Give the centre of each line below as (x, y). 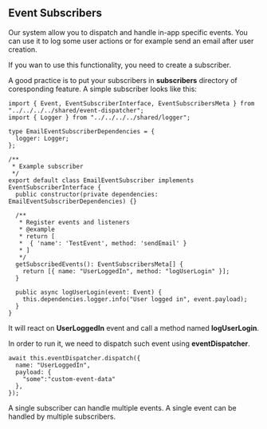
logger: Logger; (42, 138)
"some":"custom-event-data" (69, 379)
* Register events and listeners (74, 222)
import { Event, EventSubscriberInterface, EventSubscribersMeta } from (132, 103)
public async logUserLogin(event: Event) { (88, 292)
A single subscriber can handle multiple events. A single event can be (122, 407)
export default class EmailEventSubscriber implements (101, 180)
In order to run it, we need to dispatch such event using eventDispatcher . (130, 344)
